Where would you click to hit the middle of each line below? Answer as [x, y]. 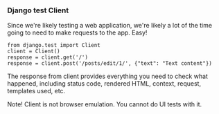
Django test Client [38, 10]
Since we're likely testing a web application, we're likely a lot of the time [110, 26]
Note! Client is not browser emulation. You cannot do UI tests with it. [105, 104]
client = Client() [34, 51]
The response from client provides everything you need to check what [107, 76]
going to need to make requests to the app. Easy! [77, 32]
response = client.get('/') [48, 57]
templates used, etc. [36, 91]
